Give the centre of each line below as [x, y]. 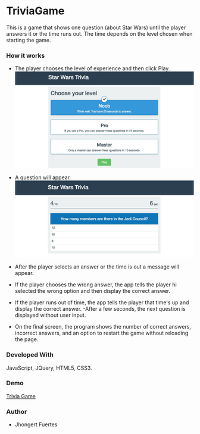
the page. [26, 339]
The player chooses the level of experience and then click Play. [92, 68]
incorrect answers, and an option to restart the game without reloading [101, 333]
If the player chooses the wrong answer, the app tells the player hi [96, 285]
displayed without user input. [50, 315]
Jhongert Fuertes [36, 424]
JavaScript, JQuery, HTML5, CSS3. [49, 368]
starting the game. [29, 40]
